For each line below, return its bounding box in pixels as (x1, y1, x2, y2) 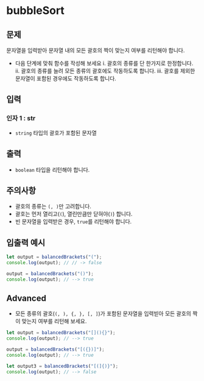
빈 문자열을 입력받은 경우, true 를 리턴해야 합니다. (15, 218, 132, 225)
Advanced (6, 293, 47, 304)
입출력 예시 (6, 237, 46, 248)
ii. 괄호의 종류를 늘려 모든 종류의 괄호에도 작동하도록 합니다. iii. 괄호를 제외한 (15, 68, 195, 74)
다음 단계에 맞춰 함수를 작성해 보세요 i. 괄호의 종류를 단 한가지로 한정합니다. (15, 60, 194, 67)
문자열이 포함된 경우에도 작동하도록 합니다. (15, 75, 117, 82)
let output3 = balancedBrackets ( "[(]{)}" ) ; (6, 363, 119, 369)
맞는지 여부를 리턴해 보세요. (21, 318, 87, 325)
